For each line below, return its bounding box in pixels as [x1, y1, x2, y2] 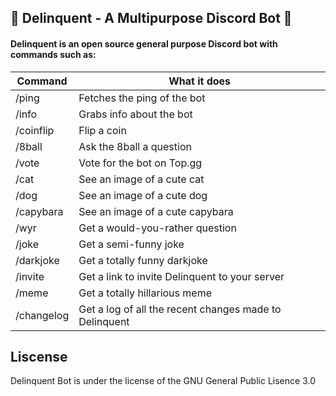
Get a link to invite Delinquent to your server [78, 269, 285, 283]
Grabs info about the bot [78, 107, 193, 121]
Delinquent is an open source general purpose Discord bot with [10, 37, 278, 50]
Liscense [10, 348, 68, 365]
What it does [168, 74, 232, 88]
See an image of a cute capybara [78, 204, 234, 218]
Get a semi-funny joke [78, 237, 185, 251]
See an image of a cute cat [78, 172, 205, 186]
